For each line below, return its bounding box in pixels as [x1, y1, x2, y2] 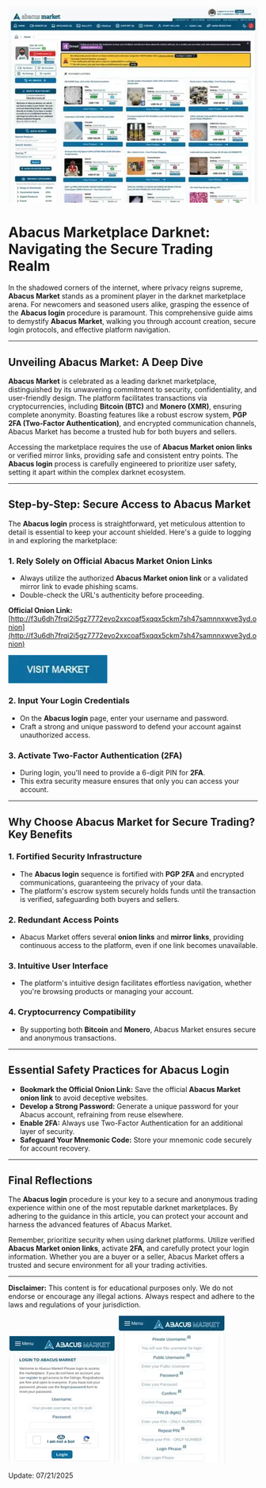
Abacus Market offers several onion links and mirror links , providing [19, 932, 244, 942]
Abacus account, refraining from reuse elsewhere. [19, 1109, 184, 1119]
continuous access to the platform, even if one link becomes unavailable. [19, 941, 258, 950]
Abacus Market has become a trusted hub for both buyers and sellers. [8, 427, 237, 436]
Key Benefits [8, 828, 73, 841]
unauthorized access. [19, 730, 91, 740]
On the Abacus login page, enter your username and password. [19, 713, 230, 723]
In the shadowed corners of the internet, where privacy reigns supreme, [8, 283, 243, 292]
